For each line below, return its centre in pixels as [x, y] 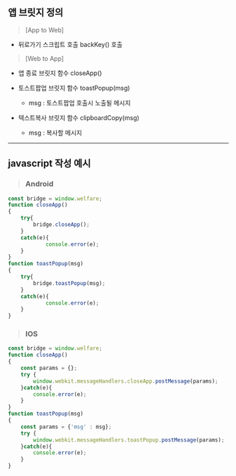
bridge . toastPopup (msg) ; [69, 283]
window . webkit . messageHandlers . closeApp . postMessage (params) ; [126, 381]
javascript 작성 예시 [49, 164]
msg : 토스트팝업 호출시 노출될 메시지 [79, 103]
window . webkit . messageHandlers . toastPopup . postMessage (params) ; [129, 440]
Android [39, 184]
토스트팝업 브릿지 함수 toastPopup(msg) [74, 88]
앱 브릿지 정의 [36, 13]
